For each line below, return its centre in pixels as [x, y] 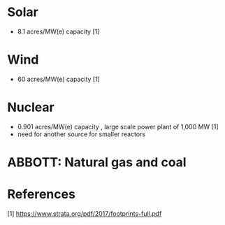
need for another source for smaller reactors [81, 134]
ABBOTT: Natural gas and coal [97, 162]
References [41, 195]
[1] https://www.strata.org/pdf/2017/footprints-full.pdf [85, 213]
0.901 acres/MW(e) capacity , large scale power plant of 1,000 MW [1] [118, 126]
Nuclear [31, 107]
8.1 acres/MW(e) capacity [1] [58, 31]
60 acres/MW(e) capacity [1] [58, 79]
